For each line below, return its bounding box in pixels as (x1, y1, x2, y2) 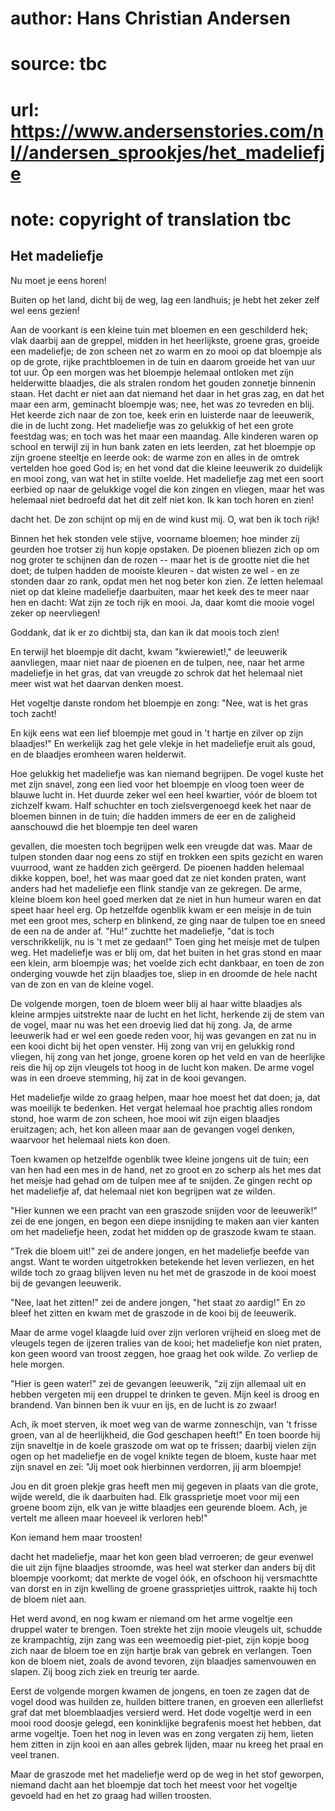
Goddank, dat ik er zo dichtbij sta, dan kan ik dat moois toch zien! (10, 626, 280, 638)
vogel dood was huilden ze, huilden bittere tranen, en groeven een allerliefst (10, 1695, 324, 1707)
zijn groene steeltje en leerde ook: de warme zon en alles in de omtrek (10, 451, 300, 463)
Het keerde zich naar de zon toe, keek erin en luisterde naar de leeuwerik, (10, 408, 315, 421)
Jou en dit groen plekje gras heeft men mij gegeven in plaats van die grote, (10, 1480, 319, 1492)
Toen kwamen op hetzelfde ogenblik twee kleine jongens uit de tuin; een (10, 1153, 309, 1165)
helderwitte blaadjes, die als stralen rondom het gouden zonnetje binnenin (10, 377, 317, 389)
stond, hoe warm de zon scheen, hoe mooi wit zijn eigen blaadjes (10, 1112, 280, 1124)
